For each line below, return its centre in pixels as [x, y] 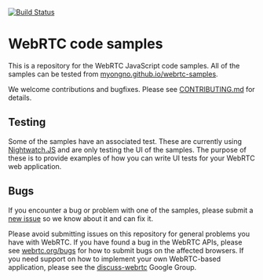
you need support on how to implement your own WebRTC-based [115, 259]
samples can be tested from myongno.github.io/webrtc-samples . [113, 74]
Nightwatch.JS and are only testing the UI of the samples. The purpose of [128, 149]
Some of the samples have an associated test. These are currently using [125, 141]
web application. [35, 166]
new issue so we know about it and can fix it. [81, 218]
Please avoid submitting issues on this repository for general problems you [129, 234]
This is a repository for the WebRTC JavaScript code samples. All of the [124, 65]
